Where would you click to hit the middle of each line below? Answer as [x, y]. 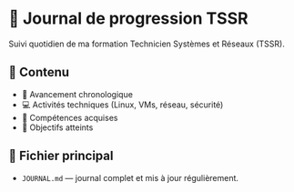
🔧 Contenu [39, 72]
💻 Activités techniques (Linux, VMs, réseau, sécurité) [122, 105]
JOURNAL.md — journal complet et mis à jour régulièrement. [130, 177]
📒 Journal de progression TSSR [128, 19]
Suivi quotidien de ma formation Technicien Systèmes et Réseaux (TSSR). [147, 44]
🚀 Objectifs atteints [57, 127]
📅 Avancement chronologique [77, 94]
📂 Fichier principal [61, 156]
